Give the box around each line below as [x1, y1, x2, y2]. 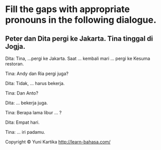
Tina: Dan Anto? [5, 90, 39, 96]
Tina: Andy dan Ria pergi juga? [5, 70, 69, 77]
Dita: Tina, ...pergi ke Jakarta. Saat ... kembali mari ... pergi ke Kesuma [5, 55, 150, 61]
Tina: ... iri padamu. [5, 129, 45, 135]
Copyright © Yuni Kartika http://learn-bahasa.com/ [5, 139, 111, 144]
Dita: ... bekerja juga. [5, 100, 48, 106]
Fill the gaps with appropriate [5, 4, 130, 15]
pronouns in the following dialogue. [5, 14, 157, 26]
